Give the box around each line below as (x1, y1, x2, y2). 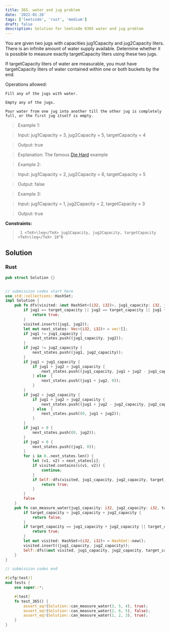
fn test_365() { (14, 599, 49, 604)
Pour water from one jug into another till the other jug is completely (5, 109, 162, 114)
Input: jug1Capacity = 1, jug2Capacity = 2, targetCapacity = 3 (17, 201, 145, 207)
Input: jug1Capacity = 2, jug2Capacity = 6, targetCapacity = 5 (17, 171, 146, 177)
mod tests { (5, 580, 30, 585)
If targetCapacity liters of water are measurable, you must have (5, 61, 137, 67)
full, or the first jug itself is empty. (5, 114, 94, 119)
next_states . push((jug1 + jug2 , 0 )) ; (41, 378, 121, 383)
